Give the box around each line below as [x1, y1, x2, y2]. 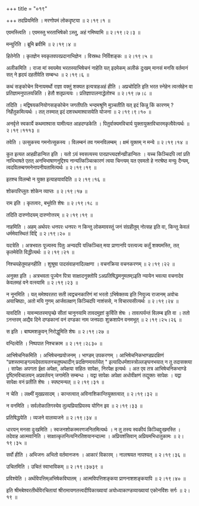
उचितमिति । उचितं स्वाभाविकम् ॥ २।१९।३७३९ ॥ [6, 463, 103, 470]
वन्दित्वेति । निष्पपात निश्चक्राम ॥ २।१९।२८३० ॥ [6, 340, 103, 347]
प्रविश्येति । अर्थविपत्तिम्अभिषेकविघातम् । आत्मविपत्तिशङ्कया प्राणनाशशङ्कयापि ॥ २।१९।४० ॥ [6, 475, 186, 482]
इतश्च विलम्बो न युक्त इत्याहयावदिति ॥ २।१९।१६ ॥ [6, 176, 106, 183]
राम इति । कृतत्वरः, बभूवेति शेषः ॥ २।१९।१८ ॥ [6, 200, 98, 207]
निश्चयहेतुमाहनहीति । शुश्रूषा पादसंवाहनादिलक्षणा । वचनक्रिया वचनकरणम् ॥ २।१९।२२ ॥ [6, 261, 175, 267]
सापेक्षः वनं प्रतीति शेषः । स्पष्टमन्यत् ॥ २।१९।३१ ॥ [6, 378, 105, 385]
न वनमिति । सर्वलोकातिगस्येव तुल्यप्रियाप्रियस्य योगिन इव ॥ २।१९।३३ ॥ [6, 402, 143, 409]
